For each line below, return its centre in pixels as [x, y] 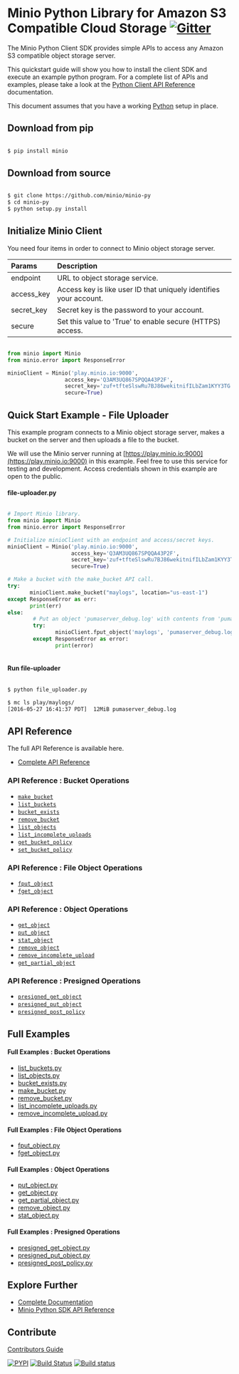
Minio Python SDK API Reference [66, 1310]
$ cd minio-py [28, 202]
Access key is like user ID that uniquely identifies [138, 289]
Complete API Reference [54, 762]
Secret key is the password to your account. [130, 310]
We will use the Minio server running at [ [67, 453]
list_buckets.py [39, 1068]
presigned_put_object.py [54, 1255]
